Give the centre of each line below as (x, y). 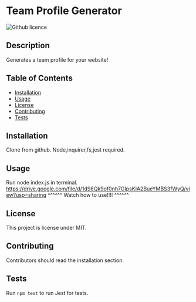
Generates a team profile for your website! (57, 59)
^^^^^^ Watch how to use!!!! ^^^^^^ (88, 195)
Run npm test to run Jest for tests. (47, 293)
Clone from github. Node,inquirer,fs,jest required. (65, 150)
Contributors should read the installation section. (65, 260)
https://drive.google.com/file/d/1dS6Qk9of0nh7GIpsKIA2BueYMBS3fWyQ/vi (98, 189)
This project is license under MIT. (46, 228)
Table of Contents (40, 78)
